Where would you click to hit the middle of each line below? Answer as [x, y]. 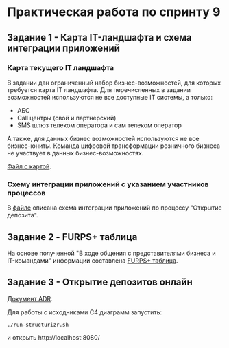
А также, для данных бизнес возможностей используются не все [103, 138]
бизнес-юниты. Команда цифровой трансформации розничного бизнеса [114, 146]
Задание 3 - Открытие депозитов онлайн [100, 282]
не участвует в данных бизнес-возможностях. [75, 153]
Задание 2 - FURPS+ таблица [72, 237]
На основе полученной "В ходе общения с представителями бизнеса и [111, 253]
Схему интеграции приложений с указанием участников [108, 184]
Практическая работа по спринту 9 [114, 12]
